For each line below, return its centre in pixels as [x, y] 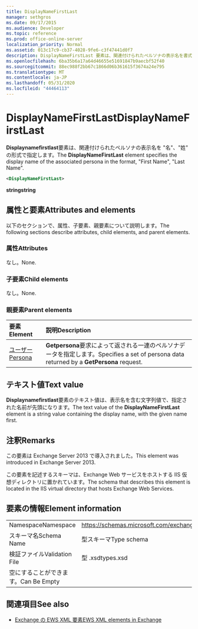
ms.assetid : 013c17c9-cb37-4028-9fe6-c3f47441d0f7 [70, 50]
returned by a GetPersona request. [94, 362]
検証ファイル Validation [40, 554]
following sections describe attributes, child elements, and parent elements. [98, 232]
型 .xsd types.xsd [105, 557]
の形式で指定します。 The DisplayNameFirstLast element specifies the [92, 155]
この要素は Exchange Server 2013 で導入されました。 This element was [92, 456]
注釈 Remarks [31, 440]
